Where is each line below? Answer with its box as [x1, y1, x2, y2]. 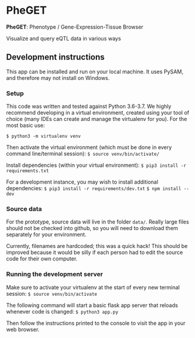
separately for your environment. [6, 231, 87, 238]
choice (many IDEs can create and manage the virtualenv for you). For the [6, 116, 187, 123]
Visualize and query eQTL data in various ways [6, 35, 121, 42]
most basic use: [6, 122, 45, 129]
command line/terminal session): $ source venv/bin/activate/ [6, 150, 159, 157]
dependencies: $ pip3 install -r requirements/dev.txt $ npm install [6, 185, 181, 192]
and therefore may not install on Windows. [6, 74, 110, 81]
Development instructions [6, 52, 105, 63]
